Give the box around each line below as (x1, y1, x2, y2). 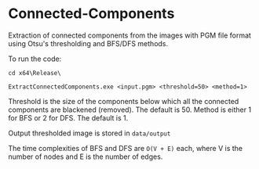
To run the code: (8, 54, 62, 63)
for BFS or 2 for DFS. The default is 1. (8, 113, 129, 122)
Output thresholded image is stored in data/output (8, 128, 171, 138)
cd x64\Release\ (8, 69, 61, 77)
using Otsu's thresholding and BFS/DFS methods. (8, 38, 169, 48)
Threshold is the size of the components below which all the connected (8, 96, 239, 106)
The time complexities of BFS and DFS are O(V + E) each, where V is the (8, 143, 243, 153)
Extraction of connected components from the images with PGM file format (8, 31, 251, 40)
